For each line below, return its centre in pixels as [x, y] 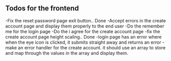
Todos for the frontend [42, 8]
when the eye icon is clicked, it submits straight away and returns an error [83, 42]
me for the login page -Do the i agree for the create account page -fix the [83, 31]
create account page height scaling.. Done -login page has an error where [84, 37]
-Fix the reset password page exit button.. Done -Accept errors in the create [86, 20]
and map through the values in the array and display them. [67, 53]
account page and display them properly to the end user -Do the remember [85, 26]
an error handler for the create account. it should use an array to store [92, 47]
